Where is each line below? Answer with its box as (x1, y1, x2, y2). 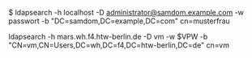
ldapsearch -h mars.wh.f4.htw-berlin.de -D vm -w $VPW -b (8, 32, 208, 41)
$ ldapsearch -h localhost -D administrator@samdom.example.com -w (8, 8, 245, 17)
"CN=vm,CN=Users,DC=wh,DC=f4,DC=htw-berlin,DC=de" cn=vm (8, 40, 229, 50)
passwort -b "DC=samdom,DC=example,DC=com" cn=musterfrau (8, 16, 231, 26)
